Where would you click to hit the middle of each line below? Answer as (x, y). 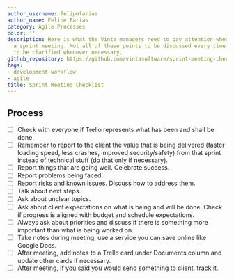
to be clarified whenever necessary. (68, 53)
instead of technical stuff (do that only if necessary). (93, 160)
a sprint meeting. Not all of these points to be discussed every (112, 46)
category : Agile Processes (46, 26)
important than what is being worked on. (75, 230)
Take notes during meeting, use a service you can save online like (112, 237)
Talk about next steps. (49, 191)
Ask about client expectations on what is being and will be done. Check (120, 207)
